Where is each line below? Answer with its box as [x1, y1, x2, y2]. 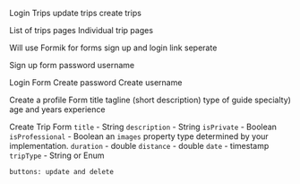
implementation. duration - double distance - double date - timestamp [9, 141, 270, 151]
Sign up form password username [9, 60, 135, 70]
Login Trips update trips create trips [9, 8, 141, 18]
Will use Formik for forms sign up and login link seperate [9, 42, 218, 53]
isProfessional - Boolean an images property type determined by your [9, 131, 269, 142]
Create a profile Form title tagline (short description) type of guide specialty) [9, 94, 291, 105]
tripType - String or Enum [9, 150, 105, 161]
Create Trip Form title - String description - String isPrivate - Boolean [9, 121, 278, 132]
